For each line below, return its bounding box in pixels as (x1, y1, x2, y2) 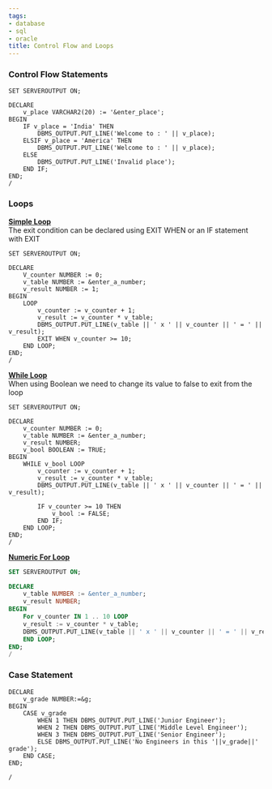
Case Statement (8, 670, 74, 681)
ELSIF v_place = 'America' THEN (23, 137, 132, 145)
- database (8, 19, 45, 28)
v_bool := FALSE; (51, 509, 111, 517)
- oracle (8, 34, 38, 43)
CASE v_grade (23, 709, 67, 718)
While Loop (8, 370, 48, 379)
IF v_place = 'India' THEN (23, 122, 114, 131)
